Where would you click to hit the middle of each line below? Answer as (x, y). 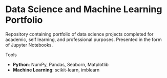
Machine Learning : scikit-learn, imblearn (56, 70)
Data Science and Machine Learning (84, 9)
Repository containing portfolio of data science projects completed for (79, 34)
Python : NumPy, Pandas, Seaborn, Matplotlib (61, 64)
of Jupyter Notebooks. (29, 45)
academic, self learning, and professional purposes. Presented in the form (84, 40)
